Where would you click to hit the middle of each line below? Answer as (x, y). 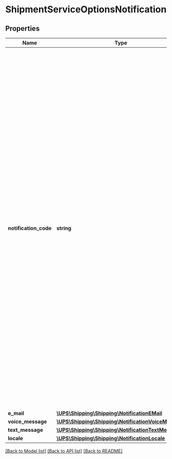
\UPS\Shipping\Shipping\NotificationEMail (109, 413)
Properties (23, 29)
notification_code (30, 228)
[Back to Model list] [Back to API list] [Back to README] (64, 451)
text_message (26, 430)
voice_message (27, 421)
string (64, 228)
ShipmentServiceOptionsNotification (86, 10)
